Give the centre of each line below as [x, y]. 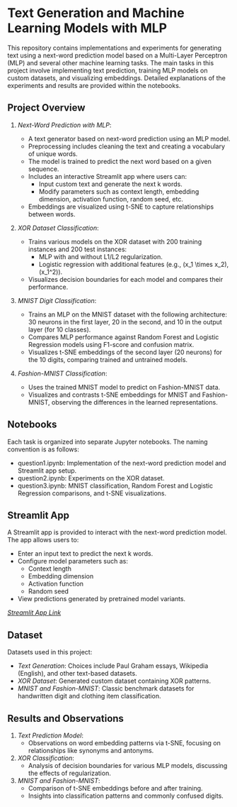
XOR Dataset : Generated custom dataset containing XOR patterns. [114, 681]
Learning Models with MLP [87, 28]
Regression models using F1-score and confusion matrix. [111, 344]
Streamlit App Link [34, 613]
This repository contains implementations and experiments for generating [114, 48]
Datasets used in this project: [50, 652]
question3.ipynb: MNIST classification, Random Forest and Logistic [115, 485]
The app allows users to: [43, 540]
